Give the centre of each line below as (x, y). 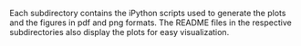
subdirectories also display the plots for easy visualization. (119, 32)
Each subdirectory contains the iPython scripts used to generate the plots (148, 13)
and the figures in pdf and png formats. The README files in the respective (150, 23)
